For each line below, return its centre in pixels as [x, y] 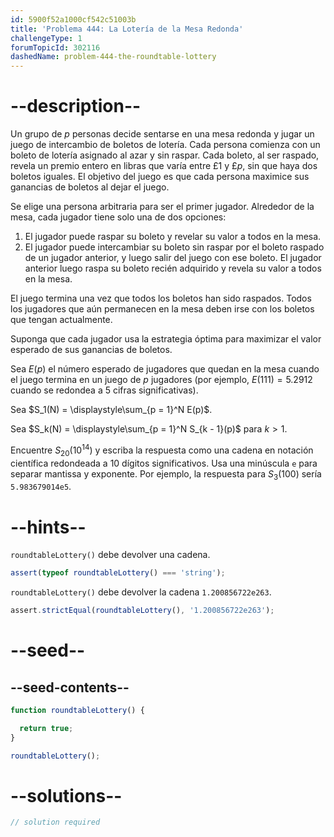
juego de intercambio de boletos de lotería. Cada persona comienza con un [165, 145]
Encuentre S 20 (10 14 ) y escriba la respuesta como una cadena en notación [162, 450]
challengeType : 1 [46, 38]
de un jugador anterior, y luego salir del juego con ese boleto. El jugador [173, 258]
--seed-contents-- [70, 687]
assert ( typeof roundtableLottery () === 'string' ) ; [118, 573]
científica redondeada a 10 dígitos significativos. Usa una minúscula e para [164, 463]
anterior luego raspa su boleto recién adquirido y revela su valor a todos [173, 268]
